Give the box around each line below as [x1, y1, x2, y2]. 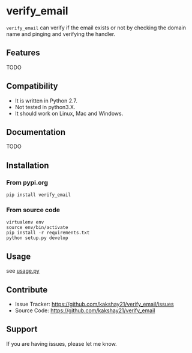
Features [6, 48, 40, 58]
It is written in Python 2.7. [14, 97, 78, 104]
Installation [6, 160, 49, 170]
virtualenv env [6, 219, 44, 225]
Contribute [6, 285, 48, 295]
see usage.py [6, 267, 40, 274]
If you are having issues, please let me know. [6, 340, 117, 347]
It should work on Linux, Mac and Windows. [14, 110, 124, 117]
